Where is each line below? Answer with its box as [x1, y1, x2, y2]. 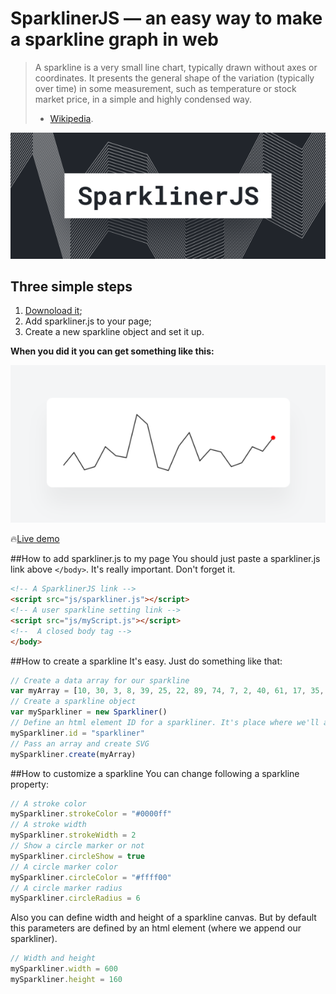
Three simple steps [10, 278, 133, 295]
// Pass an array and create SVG [10, 738, 150, 749]
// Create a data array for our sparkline [10, 675, 190, 686]
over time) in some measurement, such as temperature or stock [34, 82, 297, 94]
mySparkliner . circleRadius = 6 [10, 893, 141, 904]
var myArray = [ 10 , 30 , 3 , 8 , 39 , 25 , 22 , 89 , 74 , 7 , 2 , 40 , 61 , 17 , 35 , [10, 686, 325, 696]
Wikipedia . [49, 112, 94, 124]
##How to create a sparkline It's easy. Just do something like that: [10, 655, 283, 667]
